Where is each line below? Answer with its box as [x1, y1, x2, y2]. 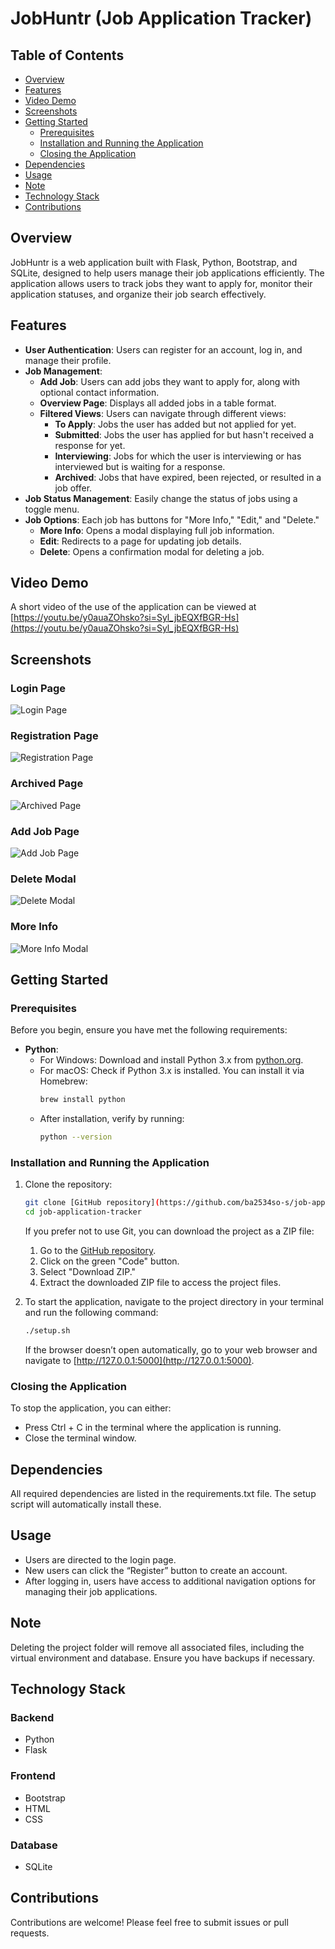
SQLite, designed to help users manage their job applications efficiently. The [10, 267, 325, 279]
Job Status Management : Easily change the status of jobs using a [24, 492, 298, 504]
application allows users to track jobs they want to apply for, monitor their [10, 277, 313, 289]
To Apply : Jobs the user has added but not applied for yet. [54, 418, 297, 430]
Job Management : [24, 365, 103, 377]
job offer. [54, 482, 93, 494]
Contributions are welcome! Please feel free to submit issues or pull [10, 1916, 289, 1928]
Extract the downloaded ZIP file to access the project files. [39, 1277, 282, 1289]
